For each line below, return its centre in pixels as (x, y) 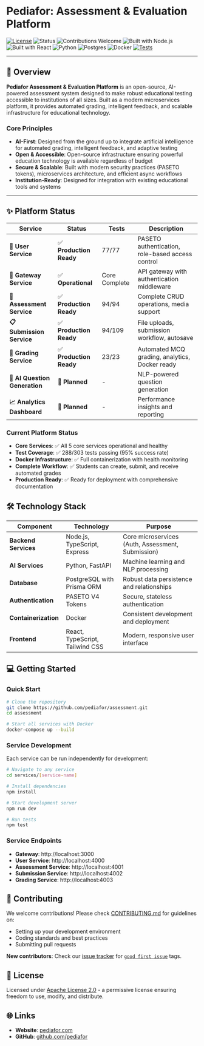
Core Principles (29, 128)
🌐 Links (21, 1015)
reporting (151, 414)
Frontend (23, 639)
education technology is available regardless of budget (84, 161)
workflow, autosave (165, 338)
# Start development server (42, 803)
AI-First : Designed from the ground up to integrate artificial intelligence (104, 141)
